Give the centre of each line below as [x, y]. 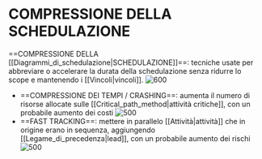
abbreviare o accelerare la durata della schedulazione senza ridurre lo [125, 71]
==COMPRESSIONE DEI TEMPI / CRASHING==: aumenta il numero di [135, 95]
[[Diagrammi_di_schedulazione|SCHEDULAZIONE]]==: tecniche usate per [131, 62]
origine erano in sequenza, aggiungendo [88, 130]
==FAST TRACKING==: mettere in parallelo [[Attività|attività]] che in [133, 121]
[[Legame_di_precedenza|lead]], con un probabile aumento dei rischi [135, 138]
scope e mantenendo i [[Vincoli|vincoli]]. [76, 79]
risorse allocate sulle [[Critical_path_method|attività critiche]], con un [135, 104]
